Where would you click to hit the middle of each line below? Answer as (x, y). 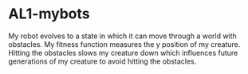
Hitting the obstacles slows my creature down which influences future (123, 53)
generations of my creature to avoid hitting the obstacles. (102, 61)
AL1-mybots (49, 14)
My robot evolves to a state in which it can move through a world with (122, 36)
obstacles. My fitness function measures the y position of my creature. (124, 44)
